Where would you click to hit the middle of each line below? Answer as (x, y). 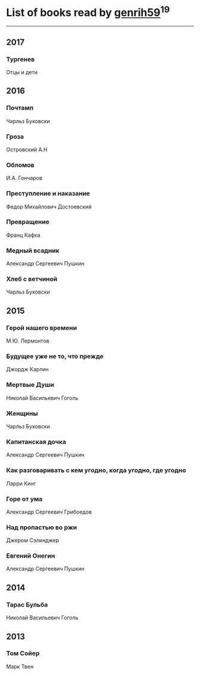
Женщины (22, 413)
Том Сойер (23, 653)
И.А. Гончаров (24, 178)
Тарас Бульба (27, 604)
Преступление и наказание (48, 194)
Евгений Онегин (31, 556)
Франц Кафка (23, 235)
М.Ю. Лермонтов (28, 341)
